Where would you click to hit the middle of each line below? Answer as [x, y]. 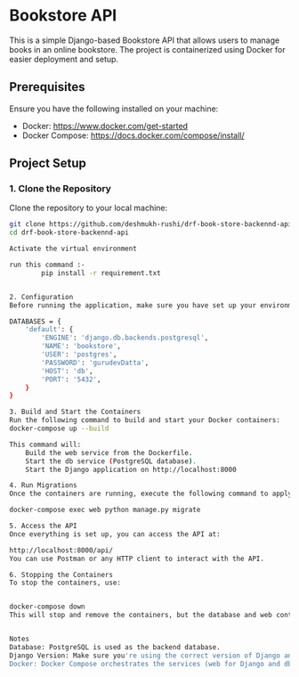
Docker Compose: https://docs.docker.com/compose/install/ [133, 135]
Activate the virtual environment [73, 249]
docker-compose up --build [59, 428]
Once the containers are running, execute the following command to [139, 494]
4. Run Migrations [43, 485]
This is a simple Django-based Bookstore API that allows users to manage [145, 40]
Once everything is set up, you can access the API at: [115, 534]
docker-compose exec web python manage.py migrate [105, 510]
